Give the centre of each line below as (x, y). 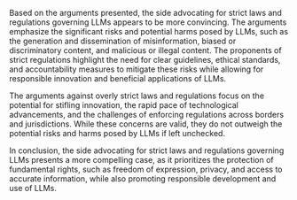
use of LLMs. (33, 188)
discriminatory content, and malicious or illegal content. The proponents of (145, 50)
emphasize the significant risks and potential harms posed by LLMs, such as (149, 31)
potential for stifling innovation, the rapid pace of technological (124, 105)
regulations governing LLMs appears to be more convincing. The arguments (148, 22)
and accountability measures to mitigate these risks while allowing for (137, 69)
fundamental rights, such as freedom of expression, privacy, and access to (146, 169)
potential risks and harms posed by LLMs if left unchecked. (117, 133)
